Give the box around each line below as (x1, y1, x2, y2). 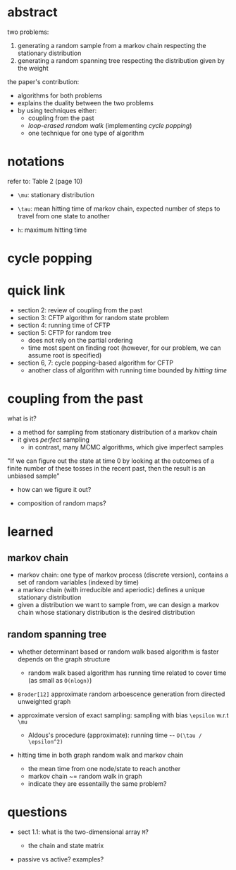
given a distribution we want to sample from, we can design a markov (17, 600, 220, 609)
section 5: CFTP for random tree (17, 329, 111, 336)
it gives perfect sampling (17, 435, 90, 444)
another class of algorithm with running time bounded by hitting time (27, 366, 228, 375)
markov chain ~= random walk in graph (27, 772, 142, 780)
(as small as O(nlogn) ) (27, 676, 92, 684)
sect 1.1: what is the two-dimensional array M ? (17, 828, 149, 836)
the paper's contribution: (7, 77, 80, 86)
